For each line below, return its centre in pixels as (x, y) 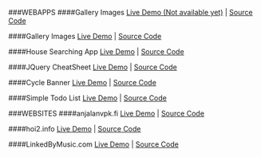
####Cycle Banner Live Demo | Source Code (83, 82)
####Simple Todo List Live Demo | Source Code (88, 98)
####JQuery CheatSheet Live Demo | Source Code (93, 67)
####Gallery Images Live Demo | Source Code (85, 36)
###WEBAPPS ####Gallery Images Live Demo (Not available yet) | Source (130, 12)
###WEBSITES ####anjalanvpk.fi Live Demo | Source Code (107, 113)
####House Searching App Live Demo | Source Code (97, 51)
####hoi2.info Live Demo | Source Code (75, 129)
